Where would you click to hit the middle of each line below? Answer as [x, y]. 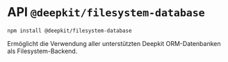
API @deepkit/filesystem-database [106, 12]
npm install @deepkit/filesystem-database [70, 31]
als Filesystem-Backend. [42, 51]
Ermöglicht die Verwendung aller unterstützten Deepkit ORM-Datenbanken [114, 43]
